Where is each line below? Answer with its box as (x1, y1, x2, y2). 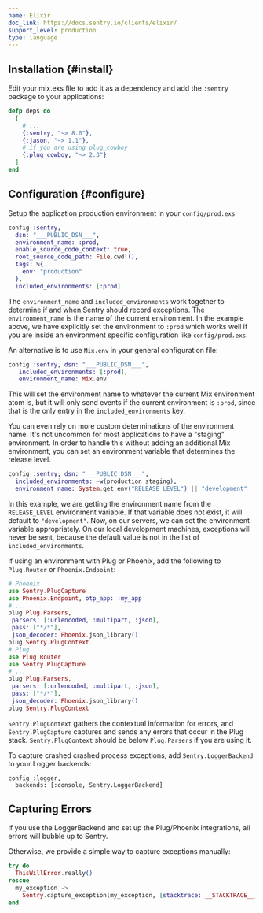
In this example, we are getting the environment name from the (8, 499, 212, 508)
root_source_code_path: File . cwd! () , (15, 253, 139, 261)
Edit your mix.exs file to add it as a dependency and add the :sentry (8, 84, 229, 93)
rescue (8, 877, 30, 885)
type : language (8, 33, 58, 42)
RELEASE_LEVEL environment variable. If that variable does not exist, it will (8, 507, 243, 517)
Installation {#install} (8, 62, 114, 76)
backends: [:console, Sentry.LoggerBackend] (15, 781, 163, 789)
